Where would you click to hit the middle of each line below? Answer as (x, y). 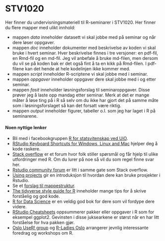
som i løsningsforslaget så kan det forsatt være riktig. (67, 105)
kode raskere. (26, 149)
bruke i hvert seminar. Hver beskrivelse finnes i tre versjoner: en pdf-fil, (85, 53)
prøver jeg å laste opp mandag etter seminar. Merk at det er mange (81, 95)
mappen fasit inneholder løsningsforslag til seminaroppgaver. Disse (81, 90)
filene (18, 69)
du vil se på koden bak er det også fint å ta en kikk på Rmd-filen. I (80, 63)
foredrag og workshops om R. (43, 233)
